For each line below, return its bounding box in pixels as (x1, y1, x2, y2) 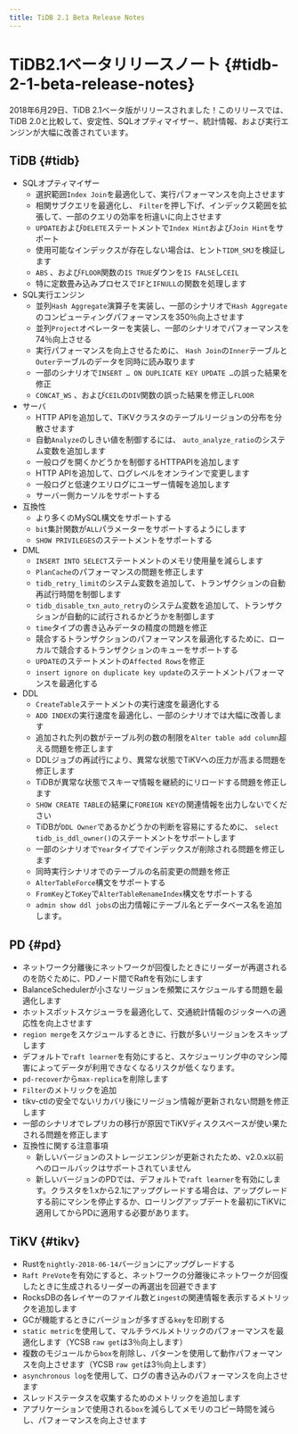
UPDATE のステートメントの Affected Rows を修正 (35, 656, 205, 667)
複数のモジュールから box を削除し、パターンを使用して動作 (21, 1348, 237, 1358)
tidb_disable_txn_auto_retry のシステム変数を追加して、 (35, 600, 245, 611)
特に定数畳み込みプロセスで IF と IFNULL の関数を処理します (35, 278, 247, 289)
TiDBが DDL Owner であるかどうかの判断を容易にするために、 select (35, 822, 279, 833)
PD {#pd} (9, 937, 62, 952)
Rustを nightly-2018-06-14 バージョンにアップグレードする (21, 1259, 236, 1269)
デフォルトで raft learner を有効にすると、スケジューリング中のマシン (21, 1051, 280, 1062)
